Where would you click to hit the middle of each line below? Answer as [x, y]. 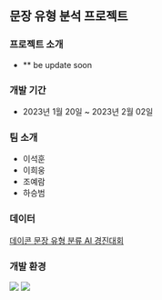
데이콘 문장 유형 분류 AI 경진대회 [67, 240]
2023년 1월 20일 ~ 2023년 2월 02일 [88, 111]
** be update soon [57, 65]
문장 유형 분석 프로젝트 [69, 16]
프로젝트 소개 [36, 45]
